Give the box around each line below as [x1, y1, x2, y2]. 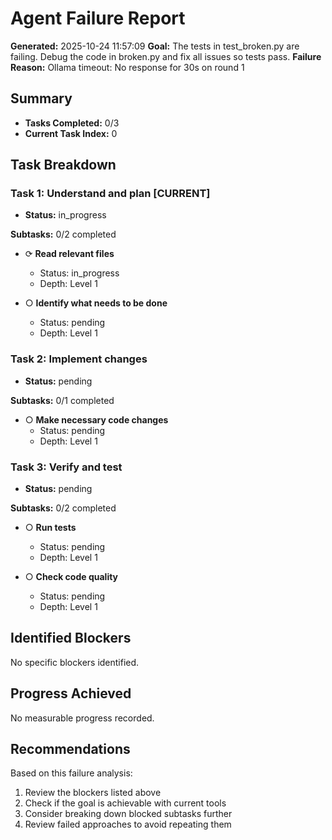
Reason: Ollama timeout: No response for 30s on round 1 [10, 61, 245, 73]
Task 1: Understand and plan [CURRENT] [10, 187, 211, 201]
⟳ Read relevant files [24, 248, 115, 260]
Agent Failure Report [10, 7, 186, 30]
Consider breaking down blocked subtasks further [24, 808, 233, 820]
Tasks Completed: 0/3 [24, 117, 120, 129]
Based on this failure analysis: [10, 767, 133, 779]
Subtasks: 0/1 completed [10, 394, 115, 406]
